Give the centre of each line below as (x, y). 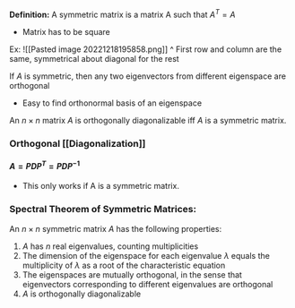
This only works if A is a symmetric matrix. (100, 186)
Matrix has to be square (66, 31)
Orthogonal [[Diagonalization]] (78, 143)
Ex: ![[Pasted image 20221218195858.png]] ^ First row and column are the (146, 49)
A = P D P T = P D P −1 (45, 165)
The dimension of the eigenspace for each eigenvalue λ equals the (146, 255)
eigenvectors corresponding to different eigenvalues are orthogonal (147, 284)
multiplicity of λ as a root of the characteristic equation (124, 265)
